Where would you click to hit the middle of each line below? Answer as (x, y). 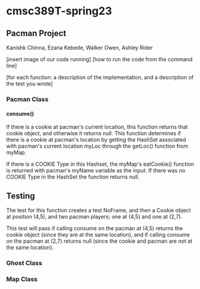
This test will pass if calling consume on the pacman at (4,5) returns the (95, 228)
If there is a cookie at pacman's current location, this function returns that (97, 127)
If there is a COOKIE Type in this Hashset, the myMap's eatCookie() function (100, 164)
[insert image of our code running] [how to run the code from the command (99, 59)
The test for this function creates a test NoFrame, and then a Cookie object (99, 210)
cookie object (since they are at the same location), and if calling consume (98, 234)
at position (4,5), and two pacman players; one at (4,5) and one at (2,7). (94, 216)
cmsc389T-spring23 (59, 11)
